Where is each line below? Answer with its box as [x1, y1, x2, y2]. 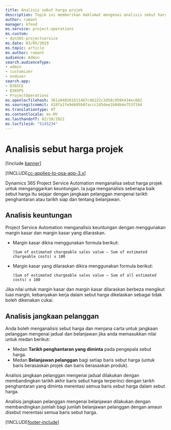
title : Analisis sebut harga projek [5, 7, 83, 13]
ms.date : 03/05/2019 [5, 41, 49, 46]
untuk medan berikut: [5, 336, 50, 342]
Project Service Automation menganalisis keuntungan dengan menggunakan [5, 224, 166, 231]
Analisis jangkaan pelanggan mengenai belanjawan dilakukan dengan [5, 398, 151, 404]
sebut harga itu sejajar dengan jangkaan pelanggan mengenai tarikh [5, 191, 148, 197]
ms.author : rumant [5, 50, 44, 55]
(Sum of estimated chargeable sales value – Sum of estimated [12, 249, 148, 255]
